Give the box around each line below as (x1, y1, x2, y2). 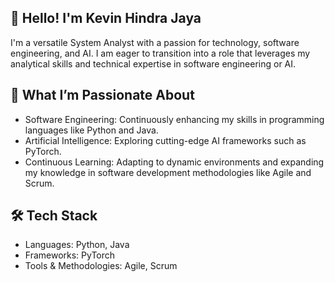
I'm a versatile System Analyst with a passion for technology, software (10, 36, 300, 48)
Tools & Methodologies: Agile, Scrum (24, 260, 178, 272)
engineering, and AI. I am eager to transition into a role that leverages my (10, 47, 311, 59)
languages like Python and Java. (24, 124, 159, 136)
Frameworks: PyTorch (24, 249, 116, 261)
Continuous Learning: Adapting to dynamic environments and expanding (24, 156, 325, 168)
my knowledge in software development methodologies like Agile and (24, 166, 312, 178)
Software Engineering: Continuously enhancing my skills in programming (24, 113, 325, 125)
